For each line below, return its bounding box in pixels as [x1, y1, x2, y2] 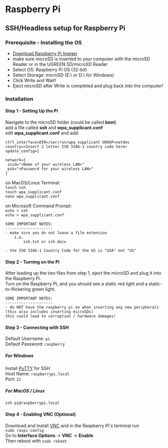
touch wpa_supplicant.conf [5, 190, 62, 195]
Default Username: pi [5, 335, 50, 342]
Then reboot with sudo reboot [5, 437, 67, 444]
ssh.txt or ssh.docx [23, 239, 67, 244]
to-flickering [5, 286, 31, 292]
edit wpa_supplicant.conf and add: [5, 130, 79, 136]
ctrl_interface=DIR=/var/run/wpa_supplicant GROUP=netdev [5, 140, 130, 145]
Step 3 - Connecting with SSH [5, 324, 69, 330]
